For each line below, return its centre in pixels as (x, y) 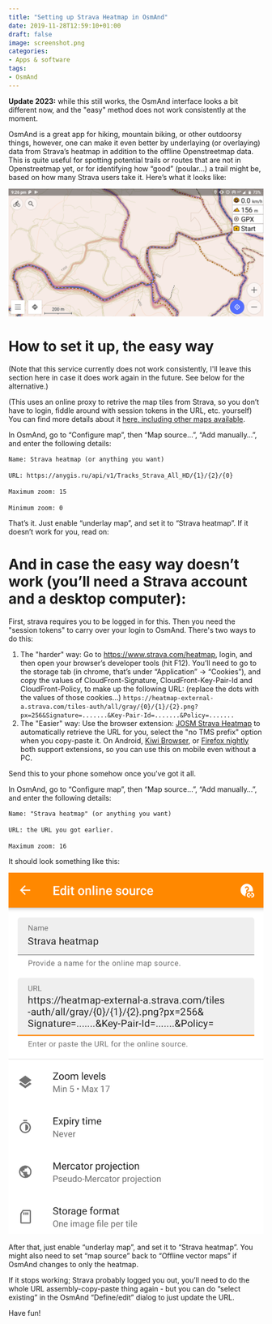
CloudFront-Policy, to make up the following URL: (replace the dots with (139, 689)
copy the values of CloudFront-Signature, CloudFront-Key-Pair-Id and (136, 680)
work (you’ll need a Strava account (128, 581)
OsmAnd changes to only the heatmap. (74, 1265)
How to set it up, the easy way (111, 346)
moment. (23, 118)
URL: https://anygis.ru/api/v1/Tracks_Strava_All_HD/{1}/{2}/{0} (121, 475)
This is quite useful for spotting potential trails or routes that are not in (125, 160)
